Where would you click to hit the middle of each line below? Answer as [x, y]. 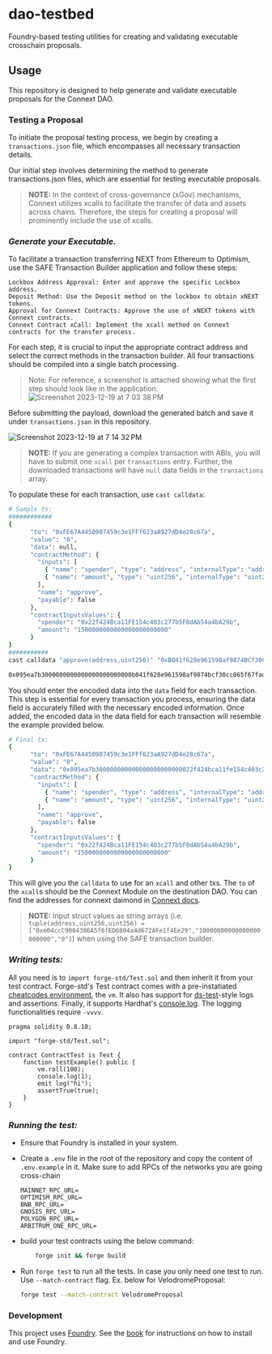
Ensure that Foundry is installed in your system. [99, 1143]
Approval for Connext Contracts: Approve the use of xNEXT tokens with [132, 311]
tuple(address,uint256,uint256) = [86, 924]
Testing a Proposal [46, 120]
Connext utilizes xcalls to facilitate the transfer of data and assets [137, 203]
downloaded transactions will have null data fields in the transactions [146, 470]
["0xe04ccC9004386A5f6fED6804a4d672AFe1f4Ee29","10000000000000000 [144, 931]
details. [21, 155]
